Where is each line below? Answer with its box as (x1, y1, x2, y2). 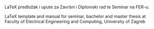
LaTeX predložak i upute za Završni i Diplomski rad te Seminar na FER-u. (4, 4, 150, 10)
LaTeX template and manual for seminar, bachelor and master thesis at (4, 14, 146, 19)
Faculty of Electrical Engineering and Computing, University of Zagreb (4, 19, 146, 24)
